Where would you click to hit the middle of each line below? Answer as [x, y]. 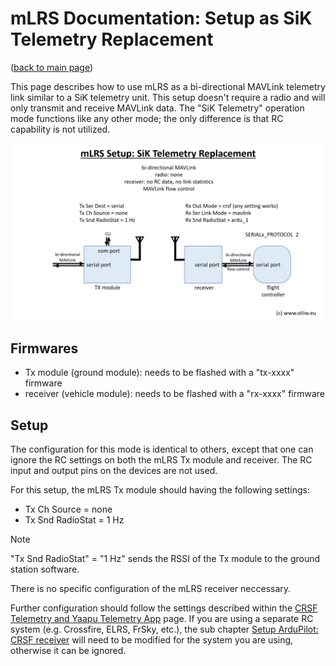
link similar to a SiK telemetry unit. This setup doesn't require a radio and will [168, 97]
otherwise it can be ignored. [68, 651]
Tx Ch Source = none [68, 509]
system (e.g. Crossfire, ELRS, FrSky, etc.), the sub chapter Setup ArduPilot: [164, 629]
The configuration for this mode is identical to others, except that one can [162, 449]
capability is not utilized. [60, 129]
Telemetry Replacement [112, 39]
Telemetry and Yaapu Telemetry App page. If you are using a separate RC [162, 619]
